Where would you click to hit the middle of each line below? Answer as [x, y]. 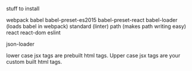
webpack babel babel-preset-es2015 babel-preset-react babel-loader [92, 20]
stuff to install [23, 9]
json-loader [20, 44]
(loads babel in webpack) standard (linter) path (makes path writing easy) [96, 26]
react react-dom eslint [34, 33]
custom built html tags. [34, 62]
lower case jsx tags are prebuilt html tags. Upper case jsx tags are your [93, 55]
